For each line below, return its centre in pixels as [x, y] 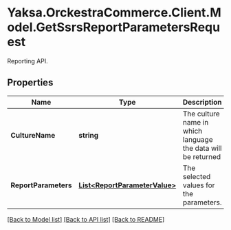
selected [197, 176]
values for [199, 185]
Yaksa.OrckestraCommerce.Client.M [114, 13]
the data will [202, 148]
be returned [202, 156]
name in [196, 122]
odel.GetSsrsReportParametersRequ [114, 27]
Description [202, 102]
